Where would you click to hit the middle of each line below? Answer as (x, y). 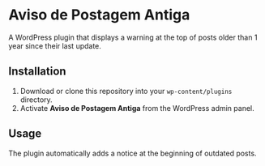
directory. (36, 100)
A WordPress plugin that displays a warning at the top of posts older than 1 (133, 37)
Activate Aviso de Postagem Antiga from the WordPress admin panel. (137, 108)
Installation (37, 72)
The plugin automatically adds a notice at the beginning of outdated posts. (132, 153)
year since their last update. (55, 45)
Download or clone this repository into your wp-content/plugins (126, 91)
